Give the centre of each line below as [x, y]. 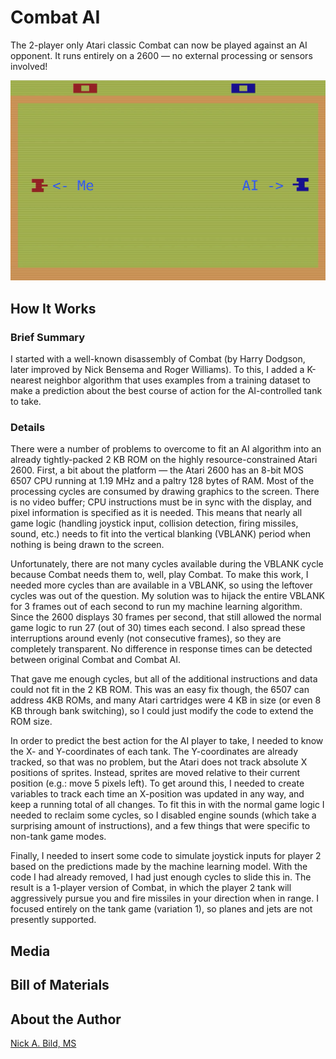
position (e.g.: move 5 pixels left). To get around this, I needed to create [157, 783]
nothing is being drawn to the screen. [87, 545]
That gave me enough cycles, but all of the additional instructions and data [164, 679]
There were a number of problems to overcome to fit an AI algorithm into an [166, 449]
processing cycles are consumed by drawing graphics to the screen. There [165, 492]
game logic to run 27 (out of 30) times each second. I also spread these [158, 628]
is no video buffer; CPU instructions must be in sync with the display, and [161, 502]
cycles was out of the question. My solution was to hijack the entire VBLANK [167, 596]
